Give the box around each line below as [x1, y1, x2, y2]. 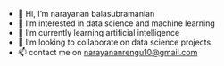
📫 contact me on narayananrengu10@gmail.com [17, 47, 198, 57]
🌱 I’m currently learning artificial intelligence [17, 28, 180, 37]
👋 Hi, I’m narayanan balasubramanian [17, 9, 155, 19]
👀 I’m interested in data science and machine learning [17, 18, 216, 29]
